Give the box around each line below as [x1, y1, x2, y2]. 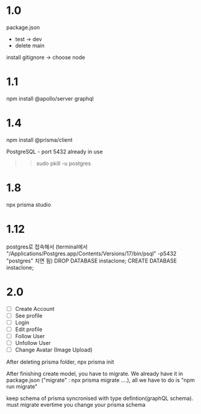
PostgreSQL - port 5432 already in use [6, 148, 103, 155]
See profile [15, 312, 43, 319]
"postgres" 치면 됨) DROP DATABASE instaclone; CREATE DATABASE [6, 257, 177, 264]
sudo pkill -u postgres [36, 159, 91, 167]
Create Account [15, 305, 54, 312]
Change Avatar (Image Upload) [15, 346, 93, 353]
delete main [15, 42, 45, 49]
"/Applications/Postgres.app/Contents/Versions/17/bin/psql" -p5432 [6, 250, 177, 257]
